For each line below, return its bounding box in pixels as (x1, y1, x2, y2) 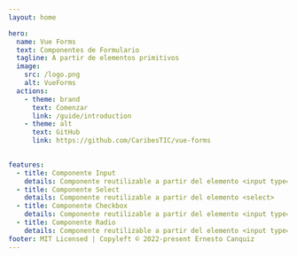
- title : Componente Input (16, 168, 116, 177)
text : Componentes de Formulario (16, 45, 140, 54)
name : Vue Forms (16, 37, 76, 46)
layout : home (8, 12, 57, 22)
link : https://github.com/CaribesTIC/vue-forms (31, 136, 212, 145)
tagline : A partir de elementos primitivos (16, 54, 179, 63)
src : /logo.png (24, 70, 81, 80)
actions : (16, 86, 49, 96)
